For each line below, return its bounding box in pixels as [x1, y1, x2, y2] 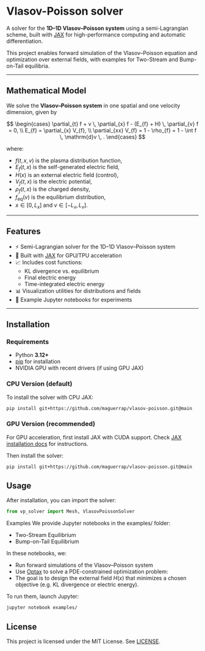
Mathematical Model [6, 85, 87, 96]
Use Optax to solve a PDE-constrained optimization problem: [15, 568, 168, 575]
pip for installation [15, 358, 61, 365]
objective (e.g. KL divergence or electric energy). [15, 581, 139, 588]
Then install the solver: [6, 451, 64, 459]
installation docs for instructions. [6, 440, 88, 447]
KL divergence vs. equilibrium [24, 267, 99, 275]
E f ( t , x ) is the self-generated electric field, [15, 163, 120, 172]
